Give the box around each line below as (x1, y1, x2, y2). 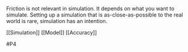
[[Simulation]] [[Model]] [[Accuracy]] (6, 29, 97, 36)
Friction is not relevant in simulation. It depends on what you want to (6, 5, 175, 12)
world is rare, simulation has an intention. (6, 18, 108, 24)
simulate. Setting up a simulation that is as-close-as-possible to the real (6, 11, 184, 18)
